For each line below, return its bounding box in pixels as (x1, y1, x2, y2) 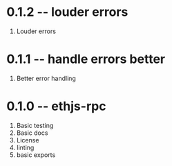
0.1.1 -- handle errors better (6, 51, 166, 67)
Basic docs (16, 129, 48, 137)
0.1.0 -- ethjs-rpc (6, 98, 106, 114)
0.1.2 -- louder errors (6, 4, 128, 20)
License (16, 136, 39, 144)
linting (16, 143, 35, 151)
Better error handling (16, 74, 77, 82)
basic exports (16, 150, 56, 159)
